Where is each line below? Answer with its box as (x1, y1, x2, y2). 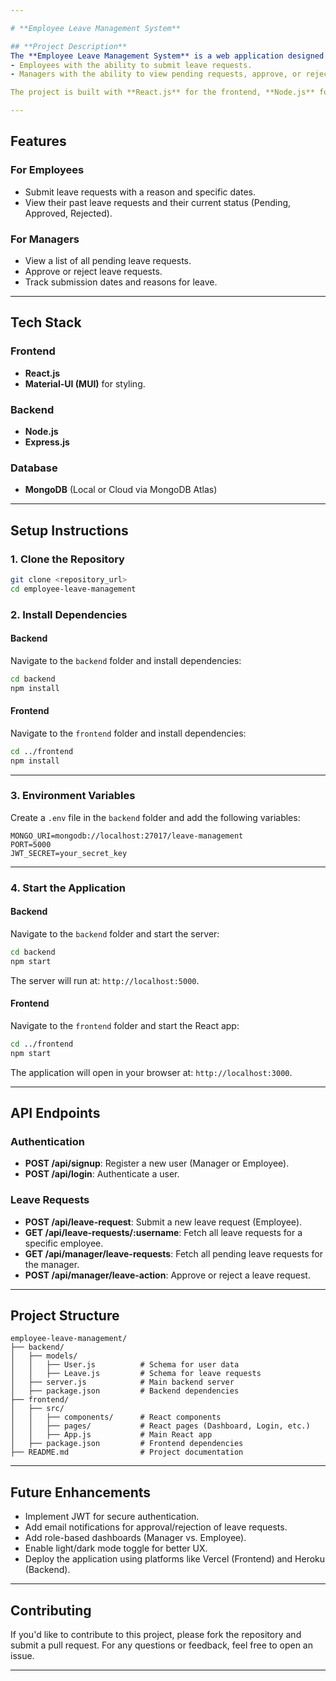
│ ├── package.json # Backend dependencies (10, 1386, 240, 1396)
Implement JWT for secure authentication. (24, 1511, 200, 1523)
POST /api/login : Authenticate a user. (24, 1168, 180, 1180)
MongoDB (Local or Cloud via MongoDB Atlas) (24, 484, 218, 496)
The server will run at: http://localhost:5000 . (10, 974, 200, 986)
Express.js (24, 436, 70, 448)
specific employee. (24, 1237, 104, 1249)
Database (10, 461, 58, 475)
